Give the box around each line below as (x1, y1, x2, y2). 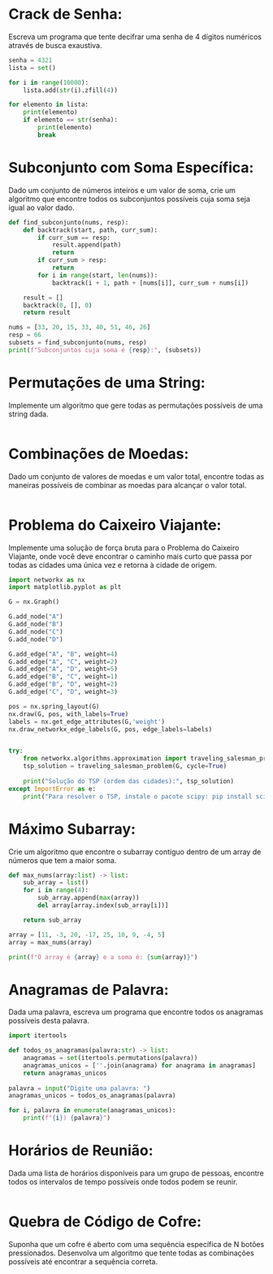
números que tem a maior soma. (8, 855, 117, 865)
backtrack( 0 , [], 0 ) (23, 301, 93, 309)
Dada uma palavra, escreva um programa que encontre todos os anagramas (8, 1007, 264, 1017)
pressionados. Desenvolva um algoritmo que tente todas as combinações (8, 1248, 254, 1258)
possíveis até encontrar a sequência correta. (8, 1256, 158, 1266)
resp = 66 (8, 331, 42, 339)
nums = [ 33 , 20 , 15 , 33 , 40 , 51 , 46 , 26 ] (8, 323, 151, 332)
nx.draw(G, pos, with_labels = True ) (8, 709, 129, 718)
